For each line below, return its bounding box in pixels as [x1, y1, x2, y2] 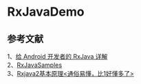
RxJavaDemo [7, 4, 85, 20]
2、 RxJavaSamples [7, 61, 63, 69]
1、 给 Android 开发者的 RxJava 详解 [7, 53, 108, 60]
